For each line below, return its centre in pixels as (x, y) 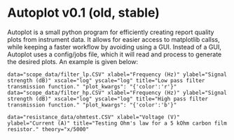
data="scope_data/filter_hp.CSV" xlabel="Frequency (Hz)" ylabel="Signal (117, 93)
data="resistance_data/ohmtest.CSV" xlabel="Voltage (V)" (94, 117)
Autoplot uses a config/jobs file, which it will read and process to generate (115, 54)
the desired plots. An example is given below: (73, 61)
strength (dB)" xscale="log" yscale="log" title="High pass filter (108, 99)
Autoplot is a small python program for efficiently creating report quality (111, 32)
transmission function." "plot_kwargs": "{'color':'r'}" (92, 86)
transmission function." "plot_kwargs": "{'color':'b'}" (92, 105)
